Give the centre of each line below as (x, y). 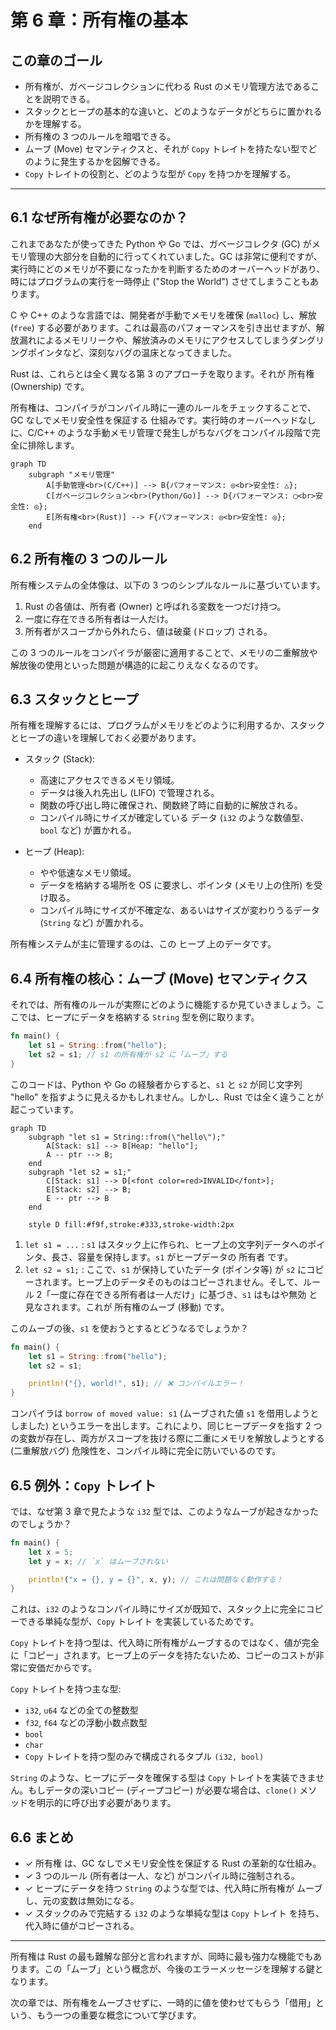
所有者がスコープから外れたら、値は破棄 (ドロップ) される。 (148, 631)
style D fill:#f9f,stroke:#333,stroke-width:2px (131, 1224)
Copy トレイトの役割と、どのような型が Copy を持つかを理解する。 (160, 174)
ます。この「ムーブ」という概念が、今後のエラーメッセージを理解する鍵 (166, 1969)
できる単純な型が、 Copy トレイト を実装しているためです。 (139, 1622)
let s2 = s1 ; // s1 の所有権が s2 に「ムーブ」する (128, 1055)
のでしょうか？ (41, 1523)
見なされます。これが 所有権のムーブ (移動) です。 (127, 1307)
